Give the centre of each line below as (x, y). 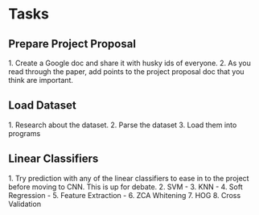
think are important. (41, 80)
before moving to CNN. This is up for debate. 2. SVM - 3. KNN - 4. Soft (125, 187)
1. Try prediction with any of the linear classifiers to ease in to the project (129, 178)
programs (25, 133)
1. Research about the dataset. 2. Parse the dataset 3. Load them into (123, 125)
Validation (25, 204)
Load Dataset (42, 105)
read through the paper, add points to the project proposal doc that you (126, 72)
